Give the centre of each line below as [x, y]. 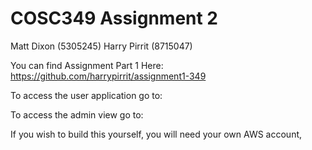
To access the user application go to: [86, 95]
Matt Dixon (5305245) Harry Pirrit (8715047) [101, 46]
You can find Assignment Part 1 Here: [87, 65]
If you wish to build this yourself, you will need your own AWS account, [156, 134]
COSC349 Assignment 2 [114, 18]
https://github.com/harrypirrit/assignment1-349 [108, 76]
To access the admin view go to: [77, 114]
